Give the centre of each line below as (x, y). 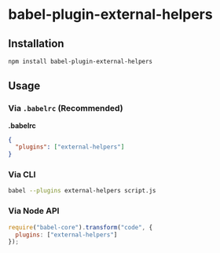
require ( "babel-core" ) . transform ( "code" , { (81, 227)
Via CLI (22, 174)
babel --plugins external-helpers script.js (82, 191)
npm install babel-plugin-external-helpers (81, 61)
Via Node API (34, 211)
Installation (36, 44)
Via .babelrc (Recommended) (66, 108)
